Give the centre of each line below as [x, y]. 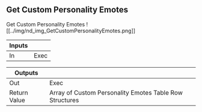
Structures [64, 100]
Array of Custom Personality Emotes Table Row [116, 92]
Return [19, 92]
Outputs [26, 72]
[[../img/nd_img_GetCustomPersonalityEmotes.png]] [71, 31]
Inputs [19, 46]
